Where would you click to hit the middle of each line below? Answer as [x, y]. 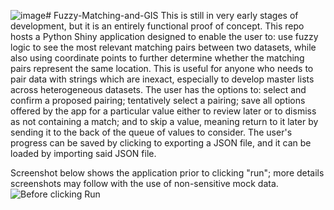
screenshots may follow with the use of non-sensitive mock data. [144, 183]
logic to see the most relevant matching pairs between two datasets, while [163, 47]
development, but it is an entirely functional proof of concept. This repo [157, 26]
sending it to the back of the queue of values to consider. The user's [151, 132]
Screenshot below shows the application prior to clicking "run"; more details [167, 173]
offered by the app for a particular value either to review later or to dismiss [163, 111]
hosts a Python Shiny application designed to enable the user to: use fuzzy [164, 36]
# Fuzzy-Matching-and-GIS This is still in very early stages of [172, 15]
